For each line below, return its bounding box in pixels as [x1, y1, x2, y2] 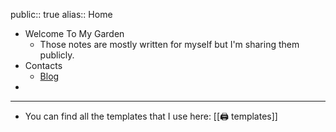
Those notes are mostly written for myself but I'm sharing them [39, 39, 300, 50]
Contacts [24, 60, 63, 71]
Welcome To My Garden [24, 28, 125, 39]
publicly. [39, 49, 75, 61]
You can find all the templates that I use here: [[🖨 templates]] [24, 110, 278, 122]
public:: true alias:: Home [10, 9, 113, 20]
